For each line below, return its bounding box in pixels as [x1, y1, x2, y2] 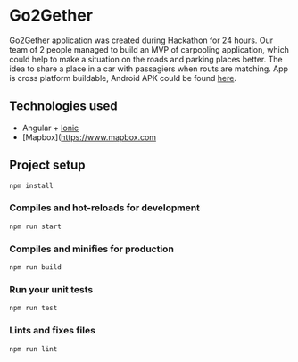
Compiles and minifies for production [9, 243, 174, 255]
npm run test [9, 304, 58, 313]
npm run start [9, 222, 62, 231]
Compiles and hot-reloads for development [9, 202, 201, 214]
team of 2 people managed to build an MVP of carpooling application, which [9, 44, 290, 54]
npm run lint [9, 344, 58, 353]
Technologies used [9, 99, 118, 114]
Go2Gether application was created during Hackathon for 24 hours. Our [9, 35, 274, 45]
